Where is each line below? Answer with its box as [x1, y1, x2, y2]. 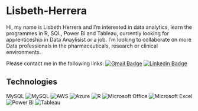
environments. [6, 48, 41, 55]
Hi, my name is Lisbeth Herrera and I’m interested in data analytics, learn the [6, 23, 192, 31]
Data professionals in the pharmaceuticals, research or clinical [6, 42, 158, 49]
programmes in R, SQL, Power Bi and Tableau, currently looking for [6, 29, 170, 36]
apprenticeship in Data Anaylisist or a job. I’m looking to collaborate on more [6, 36, 192, 43]
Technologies [6, 77, 58, 87]
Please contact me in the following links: [6, 60, 105, 67]
